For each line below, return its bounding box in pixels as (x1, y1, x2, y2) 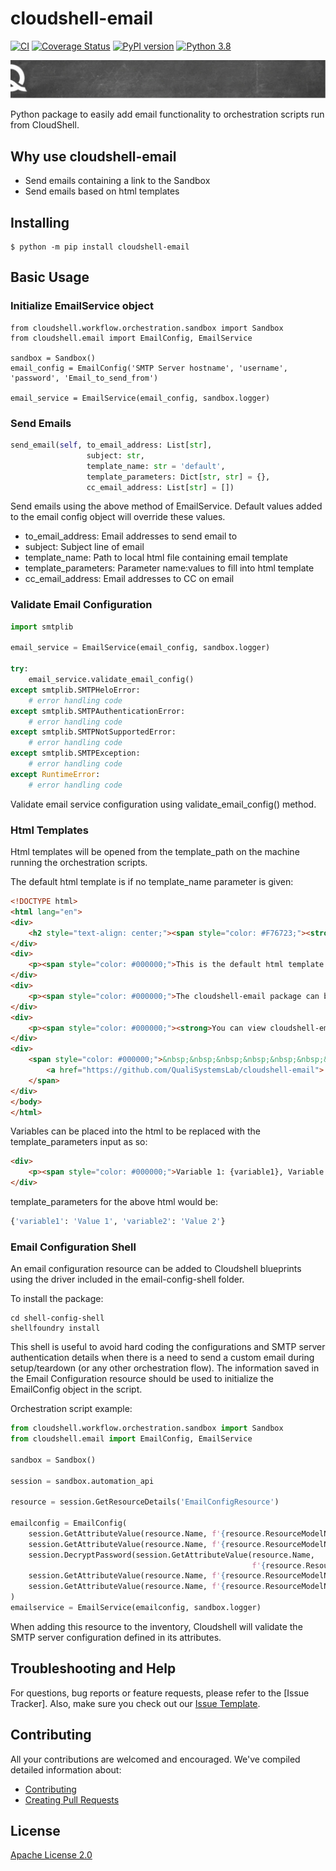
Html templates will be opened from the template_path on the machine (10, 846, 300, 858)
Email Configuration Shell (10, 1240, 137, 1254)
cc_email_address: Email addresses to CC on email (24, 573, 235, 585)
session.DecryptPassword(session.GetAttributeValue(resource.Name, (28, 1550, 315, 1560)
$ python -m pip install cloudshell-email (10, 242, 190, 252)
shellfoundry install (10, 1323, 101, 1334)
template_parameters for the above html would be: (10, 1196, 219, 1208)
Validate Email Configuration (10, 598, 153, 612)
